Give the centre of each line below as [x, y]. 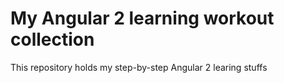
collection [52, 39]
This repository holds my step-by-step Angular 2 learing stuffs [139, 67]
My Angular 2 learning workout [142, 18]
